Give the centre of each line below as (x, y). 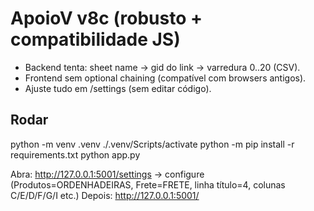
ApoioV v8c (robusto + (106, 18)
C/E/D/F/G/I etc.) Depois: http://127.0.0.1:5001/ (105, 195)
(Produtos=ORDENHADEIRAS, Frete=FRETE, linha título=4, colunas (148, 184)
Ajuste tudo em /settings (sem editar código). (118, 88)
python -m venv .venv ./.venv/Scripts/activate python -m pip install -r (152, 144)
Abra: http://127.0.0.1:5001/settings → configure (107, 174)
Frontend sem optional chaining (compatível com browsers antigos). (165, 78)
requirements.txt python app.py (75, 154)
